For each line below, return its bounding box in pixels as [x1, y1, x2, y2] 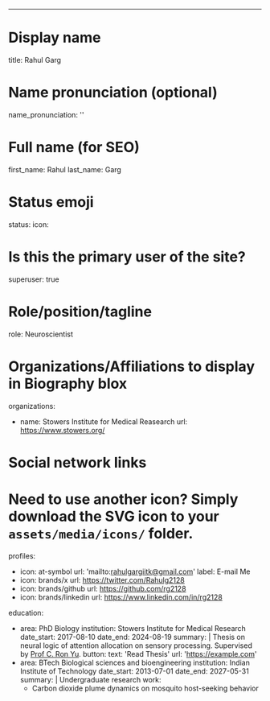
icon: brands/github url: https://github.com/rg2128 [19, 583, 186, 593]
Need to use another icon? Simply [8, 490, 239, 508]
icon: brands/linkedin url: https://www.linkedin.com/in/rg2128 [19, 592, 223, 602]
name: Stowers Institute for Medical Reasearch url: [19, 416, 188, 427]
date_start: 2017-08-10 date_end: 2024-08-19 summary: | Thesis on [19, 632, 246, 641]
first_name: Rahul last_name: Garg [8, 164, 122, 174]
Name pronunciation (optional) [8, 84, 219, 101]
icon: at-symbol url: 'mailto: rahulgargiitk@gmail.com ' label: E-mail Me [19, 567, 251, 576]
